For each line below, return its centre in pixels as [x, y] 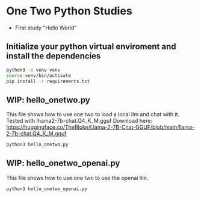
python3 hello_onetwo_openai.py [47, 189]
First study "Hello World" [46, 28]
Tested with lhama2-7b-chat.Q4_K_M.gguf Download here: [79, 121]
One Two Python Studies [69, 11]
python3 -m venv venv [33, 70]
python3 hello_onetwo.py [37, 145]
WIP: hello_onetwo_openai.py [63, 163]
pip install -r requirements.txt [48, 81]
